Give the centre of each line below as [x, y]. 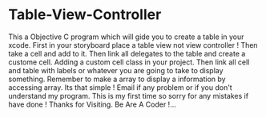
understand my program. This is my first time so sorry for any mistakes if [129, 96]
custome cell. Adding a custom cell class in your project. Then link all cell [129, 62]
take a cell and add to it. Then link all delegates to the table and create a [127, 53]
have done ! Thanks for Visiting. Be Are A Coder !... [92, 104]
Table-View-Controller [85, 15]
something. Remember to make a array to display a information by [117, 79]
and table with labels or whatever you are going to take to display [116, 70]
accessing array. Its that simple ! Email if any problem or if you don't [120, 87]
